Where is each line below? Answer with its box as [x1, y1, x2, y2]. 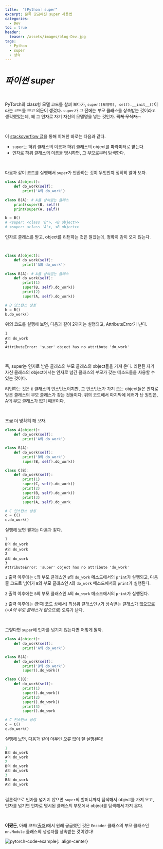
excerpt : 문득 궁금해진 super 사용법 [5, 12, 72, 17]
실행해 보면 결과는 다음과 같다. [5, 527, 62, 533]
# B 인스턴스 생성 [5, 303, 36, 308]
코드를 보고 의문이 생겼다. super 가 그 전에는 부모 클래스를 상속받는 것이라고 [14, 108, 156, 114]
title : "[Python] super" [5, 7, 57, 12]
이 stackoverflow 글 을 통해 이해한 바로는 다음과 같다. [5, 134, 106, 139]
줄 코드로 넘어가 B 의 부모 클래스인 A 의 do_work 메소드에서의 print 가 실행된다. [5, 580, 151, 586]
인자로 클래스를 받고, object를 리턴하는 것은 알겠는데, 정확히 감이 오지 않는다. [5, 234, 151, 240]
